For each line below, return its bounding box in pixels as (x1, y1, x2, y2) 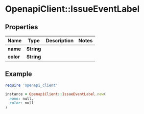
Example (5, 70, 32, 78)
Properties (5, 23, 38, 31)
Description (46, 38, 74, 44)
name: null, (9, 96, 34, 101)
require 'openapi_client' (5, 83, 58, 88)
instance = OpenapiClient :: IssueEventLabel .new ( (5, 92, 106, 96)
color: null (9, 101, 34, 106)
